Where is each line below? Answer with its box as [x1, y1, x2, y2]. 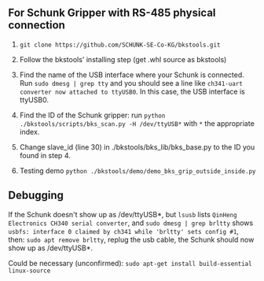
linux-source [8, 267, 51, 275]
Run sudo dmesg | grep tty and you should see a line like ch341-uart [19, 78, 244, 87]
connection [8, 19, 65, 32]
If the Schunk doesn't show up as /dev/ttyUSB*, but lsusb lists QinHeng [8, 209, 237, 219]
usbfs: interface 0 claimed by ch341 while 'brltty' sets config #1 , [8, 226, 240, 235]
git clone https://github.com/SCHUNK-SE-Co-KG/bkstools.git [19, 41, 221, 49]
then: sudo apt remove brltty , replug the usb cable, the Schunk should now [8, 235, 255, 244]
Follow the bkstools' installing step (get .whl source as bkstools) [19, 54, 227, 64]
